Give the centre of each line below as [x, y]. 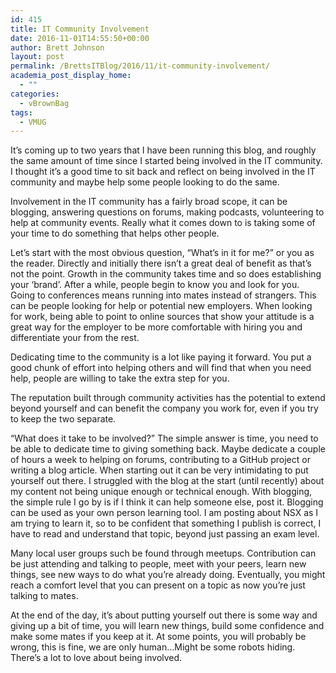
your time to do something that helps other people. [115, 233]
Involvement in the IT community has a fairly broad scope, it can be [149, 202]
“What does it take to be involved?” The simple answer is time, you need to [164, 438]
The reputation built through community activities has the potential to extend [168, 398]
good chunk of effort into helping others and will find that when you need [161, 368]
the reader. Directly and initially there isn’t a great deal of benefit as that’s [161, 263]
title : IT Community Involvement [80, 29]
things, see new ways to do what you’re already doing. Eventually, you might [168, 575]
